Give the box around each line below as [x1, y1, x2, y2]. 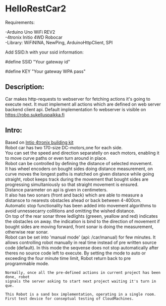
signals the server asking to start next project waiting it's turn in [5, 279, 156, 284]
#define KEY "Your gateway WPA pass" [5, 68, 86, 74]
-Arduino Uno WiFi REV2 [5, 29, 55, 35]
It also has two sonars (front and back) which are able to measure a [5, 192, 143, 198]
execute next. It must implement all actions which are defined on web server [5, 101, 161, 107]
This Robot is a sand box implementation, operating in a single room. [5, 292, 156, 297]
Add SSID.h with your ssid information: [5, 49, 84, 55]
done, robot [5, 274, 30, 279]
